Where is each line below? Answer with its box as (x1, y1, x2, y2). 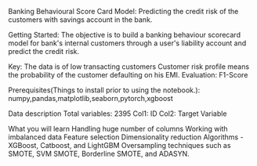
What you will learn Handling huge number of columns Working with (8, 125, 229, 133)
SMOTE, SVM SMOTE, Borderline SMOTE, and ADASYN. (8, 149, 190, 158)
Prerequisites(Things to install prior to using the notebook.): (8, 85, 201, 95)
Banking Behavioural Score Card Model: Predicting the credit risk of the (8, 7, 239, 16)
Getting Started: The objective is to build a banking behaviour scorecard (8, 31, 241, 39)
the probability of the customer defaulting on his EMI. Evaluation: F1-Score (8, 70, 248, 79)
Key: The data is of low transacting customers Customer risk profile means (8, 62, 249, 71)
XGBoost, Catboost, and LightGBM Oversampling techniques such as (8, 141, 231, 150)
